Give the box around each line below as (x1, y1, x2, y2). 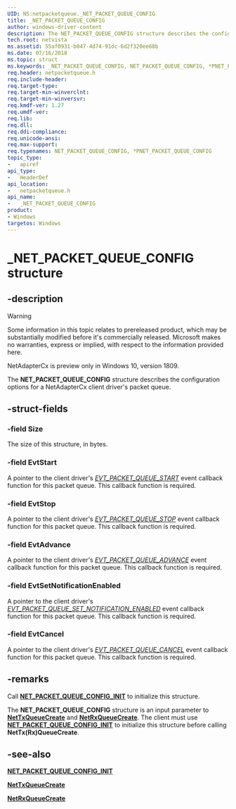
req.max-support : (7, 142, 58, 149)
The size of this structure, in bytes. (7, 440, 108, 449)
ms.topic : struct (7, 56, 58, 63)
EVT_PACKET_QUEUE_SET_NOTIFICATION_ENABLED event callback (7, 604, 205, 613)
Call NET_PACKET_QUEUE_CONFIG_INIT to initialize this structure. (7, 691, 200, 701)
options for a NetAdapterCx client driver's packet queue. (7, 382, 171, 391)
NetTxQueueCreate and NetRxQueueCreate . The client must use (7, 713, 198, 722)
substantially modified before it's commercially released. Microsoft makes (7, 332, 221, 341)
